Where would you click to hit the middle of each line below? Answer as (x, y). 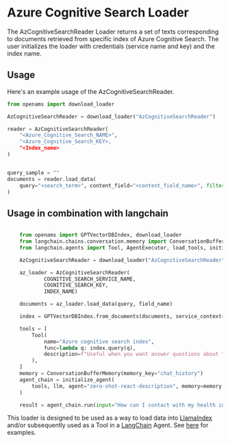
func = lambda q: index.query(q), (90, 348)
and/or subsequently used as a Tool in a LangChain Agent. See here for (108, 425)
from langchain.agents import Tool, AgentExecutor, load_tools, (113, 248)
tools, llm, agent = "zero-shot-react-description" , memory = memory (127, 386)
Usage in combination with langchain (88, 213)
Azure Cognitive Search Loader (98, 13)
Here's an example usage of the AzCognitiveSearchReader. (91, 91)
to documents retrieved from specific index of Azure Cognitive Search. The (113, 38)
